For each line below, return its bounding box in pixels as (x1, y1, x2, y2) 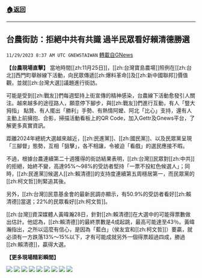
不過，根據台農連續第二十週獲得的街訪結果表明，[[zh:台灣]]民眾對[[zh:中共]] (6, 155, 195, 162)
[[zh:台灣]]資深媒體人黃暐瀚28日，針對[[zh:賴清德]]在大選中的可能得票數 (6, 211, 186, 218)
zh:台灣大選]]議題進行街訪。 (31, 79, 101, 87)
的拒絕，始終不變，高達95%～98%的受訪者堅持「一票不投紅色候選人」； (6, 162, 185, 170)
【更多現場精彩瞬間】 (6, 254, 59, 261)
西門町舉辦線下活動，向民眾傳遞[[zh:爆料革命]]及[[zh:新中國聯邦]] (15, 72, 178, 79)
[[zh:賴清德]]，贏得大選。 (6, 241, 69, 248)
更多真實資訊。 (11, 122, 49, 129)
